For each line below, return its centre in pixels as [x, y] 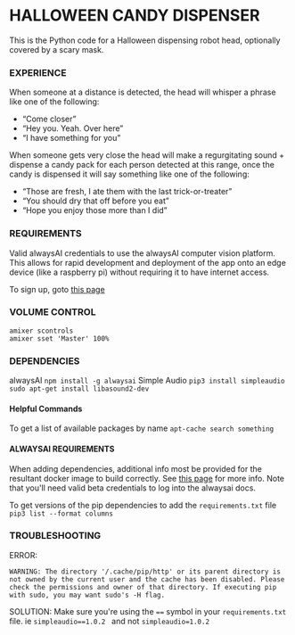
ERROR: [24, 555]
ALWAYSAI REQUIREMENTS [62, 449]
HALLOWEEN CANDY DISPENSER [135, 16]
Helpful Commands [46, 408]
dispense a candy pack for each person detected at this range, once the [142, 165]
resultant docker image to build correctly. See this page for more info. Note [147, 478]
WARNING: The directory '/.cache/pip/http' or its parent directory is [145, 572]
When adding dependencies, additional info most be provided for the [136, 468]
